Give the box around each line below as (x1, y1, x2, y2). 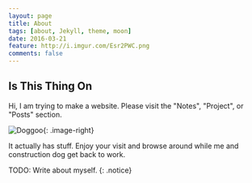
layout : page (8, 11, 52, 20)
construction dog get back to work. (8, 149, 126, 159)
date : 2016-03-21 (8, 34, 67, 43)
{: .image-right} (43, 125, 94, 134)
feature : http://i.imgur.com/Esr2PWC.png (8, 42, 150, 50)
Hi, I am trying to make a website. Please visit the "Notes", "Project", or (8, 100, 244, 110)
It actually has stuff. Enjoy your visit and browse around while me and (8, 141, 239, 151)
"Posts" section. (8, 109, 62, 119)
